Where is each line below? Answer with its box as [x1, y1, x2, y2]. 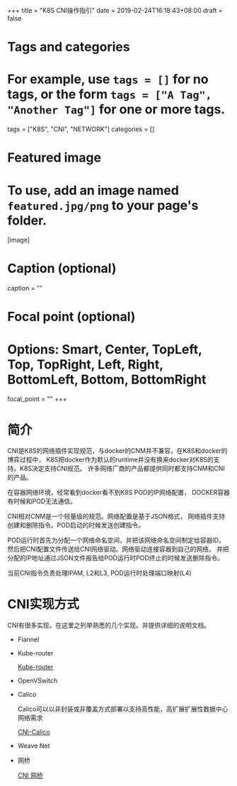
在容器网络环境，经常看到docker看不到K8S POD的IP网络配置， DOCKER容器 [7, 488, 231, 497]
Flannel [17, 635, 40, 644]
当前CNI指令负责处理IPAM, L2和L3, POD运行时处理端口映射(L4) [7, 569, 192, 578]
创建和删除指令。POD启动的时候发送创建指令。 [7, 521, 145, 529]
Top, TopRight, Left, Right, [7, 356, 164, 372]
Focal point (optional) [7, 309, 136, 325]
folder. [7, 212, 47, 228]
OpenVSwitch [17, 676, 58, 685]
